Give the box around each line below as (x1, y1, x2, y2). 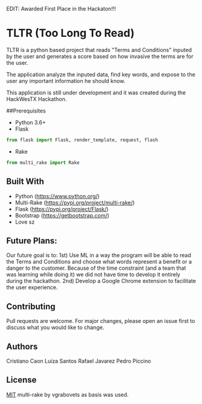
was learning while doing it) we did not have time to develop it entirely (6, 271, 180, 278)
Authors (6, 341, 38, 351)
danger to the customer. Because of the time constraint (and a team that (6, 264, 186, 272)
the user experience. (6, 284, 58, 291)
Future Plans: (6, 235, 57, 246)
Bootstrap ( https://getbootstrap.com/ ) (15, 212, 110, 219)
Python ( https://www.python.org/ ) (15, 192, 100, 200)
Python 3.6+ (15, 119, 47, 126)
